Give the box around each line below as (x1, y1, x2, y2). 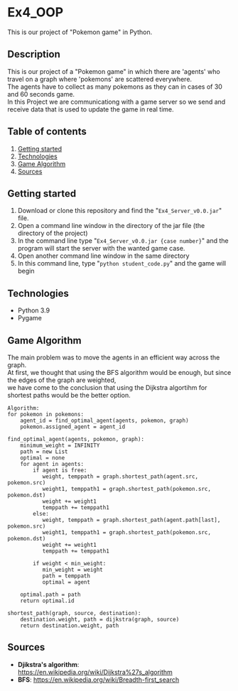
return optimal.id (20, 597, 75, 604)
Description (7, 48, 60, 60)
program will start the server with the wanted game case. (17, 244, 185, 253)
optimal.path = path (20, 591, 81, 598)
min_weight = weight (42, 566, 103, 573)
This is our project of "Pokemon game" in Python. (7, 28, 153, 36)
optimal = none (20, 455, 65, 462)
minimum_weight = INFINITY (20, 442, 100, 449)
